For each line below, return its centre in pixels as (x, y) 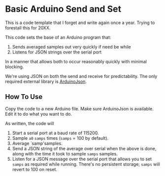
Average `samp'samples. (37, 143)
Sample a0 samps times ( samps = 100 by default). (60, 138)
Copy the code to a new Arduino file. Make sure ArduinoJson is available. (79, 108)
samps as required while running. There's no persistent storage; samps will (86, 164)
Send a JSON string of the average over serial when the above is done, (84, 149)
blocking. (15, 67)
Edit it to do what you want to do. (39, 114)
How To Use (24, 97)
